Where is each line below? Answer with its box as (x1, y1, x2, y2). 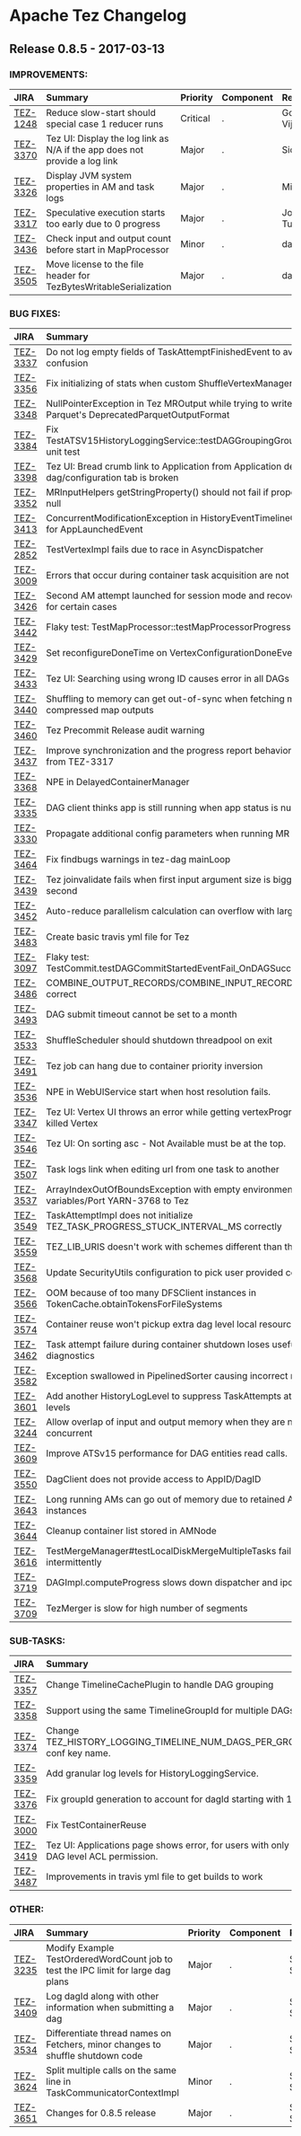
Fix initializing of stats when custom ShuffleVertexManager (46, 377, 293, 390)
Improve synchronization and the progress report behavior (46, 745, 292, 757)
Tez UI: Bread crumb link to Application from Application (46, 460, 282, 472)
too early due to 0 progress (46, 217, 161, 230)
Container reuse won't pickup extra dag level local (46, 1318, 257, 1330)
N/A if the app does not (46, 143, 144, 155)
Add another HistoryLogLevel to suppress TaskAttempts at (46, 1390, 293, 1402)
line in (46, 2075, 72, 2087)
